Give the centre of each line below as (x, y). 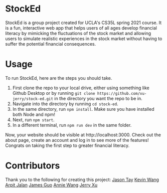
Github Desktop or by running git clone (54, 93)
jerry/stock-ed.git (33, 99)
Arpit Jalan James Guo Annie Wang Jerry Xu (51, 185)
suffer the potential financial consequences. (51, 44)
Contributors (33, 166)
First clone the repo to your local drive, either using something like (81, 88)
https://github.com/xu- (122, 93)
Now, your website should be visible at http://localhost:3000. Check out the (83, 135)
